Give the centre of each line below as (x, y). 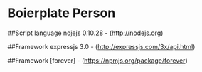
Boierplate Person (62, 13)
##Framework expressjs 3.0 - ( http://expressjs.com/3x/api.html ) (101, 46)
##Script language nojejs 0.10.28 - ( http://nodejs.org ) (85, 33)
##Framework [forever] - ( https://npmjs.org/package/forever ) (98, 60)
